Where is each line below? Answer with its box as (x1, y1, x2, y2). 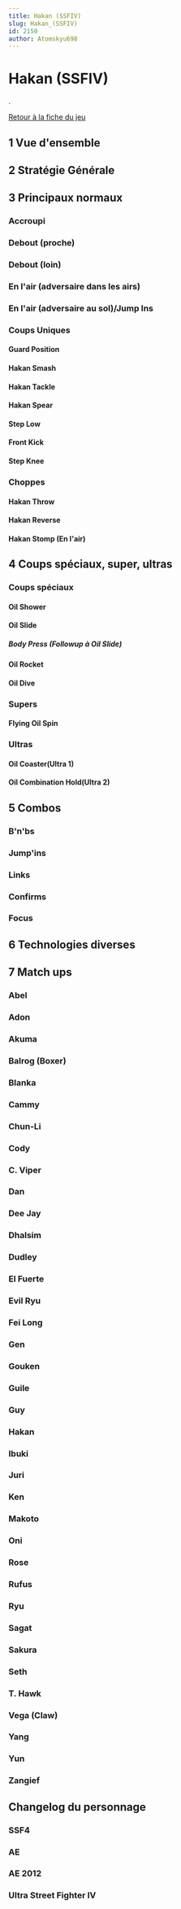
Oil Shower (8, 602, 46, 611)
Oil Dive (8, 678, 36, 688)
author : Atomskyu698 (8, 34, 79, 43)
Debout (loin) (8, 259, 62, 271)
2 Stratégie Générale (8, 163, 115, 177)
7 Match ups (8, 965, 72, 980)
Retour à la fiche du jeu (8, 112, 86, 122)
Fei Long (8, 1316, 43, 1328)
